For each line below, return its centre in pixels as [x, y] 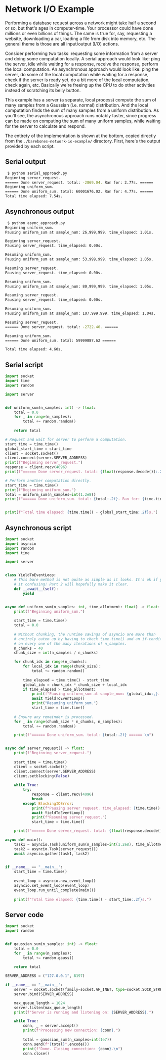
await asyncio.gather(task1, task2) [52, 854]
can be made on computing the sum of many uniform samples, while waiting [83, 121]
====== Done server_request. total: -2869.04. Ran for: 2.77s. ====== [79, 182]
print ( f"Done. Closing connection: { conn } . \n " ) [73, 1049]
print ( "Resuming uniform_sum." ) [65, 703]
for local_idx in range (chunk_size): [62, 667]
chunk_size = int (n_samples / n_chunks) [56, 653]
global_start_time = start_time [38, 449]
